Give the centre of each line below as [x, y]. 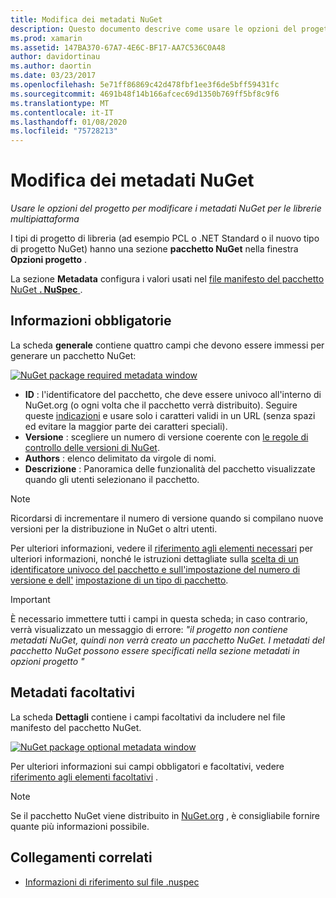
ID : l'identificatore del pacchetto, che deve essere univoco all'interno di [173, 394]
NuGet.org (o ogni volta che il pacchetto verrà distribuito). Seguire [161, 405]
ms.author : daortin [51, 66]
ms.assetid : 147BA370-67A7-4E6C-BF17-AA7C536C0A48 [118, 47]
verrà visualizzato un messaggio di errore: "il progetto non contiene [149, 629]
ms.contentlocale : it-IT [62, 112]
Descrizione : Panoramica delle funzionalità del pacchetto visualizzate [170, 468]
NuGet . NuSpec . [46, 290]
